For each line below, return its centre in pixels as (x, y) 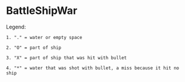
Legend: (16, 27)
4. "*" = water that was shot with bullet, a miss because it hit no (93, 68)
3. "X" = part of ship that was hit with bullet (66, 58)
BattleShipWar (42, 11)
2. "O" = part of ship (34, 48)
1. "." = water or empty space (44, 37)
